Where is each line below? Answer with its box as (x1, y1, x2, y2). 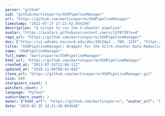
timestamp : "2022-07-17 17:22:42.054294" (5, 21, 91, 26)
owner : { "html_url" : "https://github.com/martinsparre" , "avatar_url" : (5, 99, 155, 104)
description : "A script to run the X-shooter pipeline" (5, 26, 122, 31)
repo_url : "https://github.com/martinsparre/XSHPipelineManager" (5, 35, 141, 40)
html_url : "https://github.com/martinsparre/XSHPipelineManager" (5, 58, 141, 63)
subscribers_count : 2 (5, 94, 50, 99)
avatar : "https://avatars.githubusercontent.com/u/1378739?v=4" (5, 30, 139, 35)
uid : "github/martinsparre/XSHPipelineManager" (5, 12, 105, 17)
